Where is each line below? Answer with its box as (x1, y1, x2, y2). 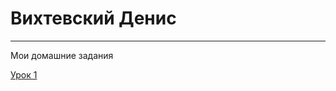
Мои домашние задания (10, 49, 114, 61)
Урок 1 (10, 68, 38, 81)
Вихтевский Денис (10, 7, 177, 30)
